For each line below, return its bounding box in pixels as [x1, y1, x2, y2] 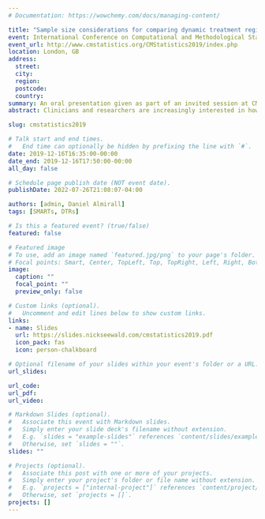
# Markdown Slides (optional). [8, 411, 111, 419]
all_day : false [8, 164, 58, 172]
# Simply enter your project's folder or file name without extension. [8, 476, 256, 484]
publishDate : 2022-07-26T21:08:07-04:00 [8, 186, 144, 194]
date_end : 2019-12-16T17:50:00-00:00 [8, 157, 132, 165]
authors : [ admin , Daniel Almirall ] [8, 201, 125, 209]
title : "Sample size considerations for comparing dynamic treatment [8, 25, 242, 34]
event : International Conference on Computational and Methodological [8, 33, 245, 41]
